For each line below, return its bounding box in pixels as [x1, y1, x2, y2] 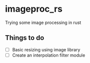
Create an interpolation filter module [12, 52, 86, 58]
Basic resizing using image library [12, 46, 81, 52]
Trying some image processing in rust [5, 20, 82, 25]
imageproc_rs [5, 3, 63, 15]
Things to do [5, 34, 45, 42]
